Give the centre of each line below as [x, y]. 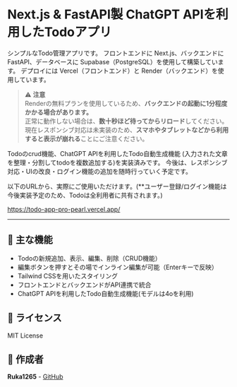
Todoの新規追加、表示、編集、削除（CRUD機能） [89, 258]
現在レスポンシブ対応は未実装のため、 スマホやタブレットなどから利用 [127, 130]
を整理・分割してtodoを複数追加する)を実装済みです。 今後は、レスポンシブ [117, 162]
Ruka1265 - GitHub [35, 377]
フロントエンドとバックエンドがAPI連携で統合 [84, 285]
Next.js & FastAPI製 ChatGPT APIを [112, 14]
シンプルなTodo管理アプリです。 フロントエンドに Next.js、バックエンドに [116, 53]
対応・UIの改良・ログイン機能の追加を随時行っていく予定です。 [100, 171]
